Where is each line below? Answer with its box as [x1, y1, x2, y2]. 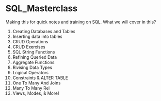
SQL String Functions [12, 49, 55, 55]
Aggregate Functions [12, 59, 55, 65]
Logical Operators [12, 69, 49, 75]
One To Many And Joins [12, 80, 61, 85]
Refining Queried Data [12, 54, 57, 60]
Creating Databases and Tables [12, 28, 76, 34]
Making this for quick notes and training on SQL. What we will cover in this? [5, 19, 156, 25]
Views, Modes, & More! [12, 90, 59, 96]
